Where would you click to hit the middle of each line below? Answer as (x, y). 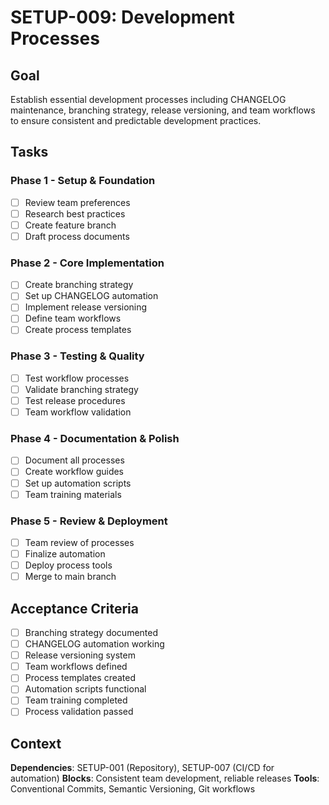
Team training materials (73, 494)
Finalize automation (65, 554)
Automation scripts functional (85, 689)
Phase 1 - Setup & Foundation (83, 181)
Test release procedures (75, 400)
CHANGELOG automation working (94, 644)
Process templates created (80, 678)
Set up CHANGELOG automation (91, 296)
